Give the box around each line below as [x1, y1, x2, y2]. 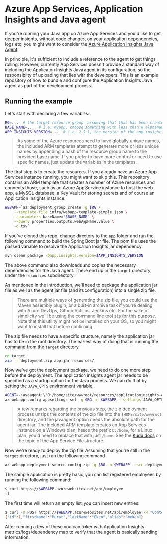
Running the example [5, 97, 73, 106]
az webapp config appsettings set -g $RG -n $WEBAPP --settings [5, 397, 141, 402]
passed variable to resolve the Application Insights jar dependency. [5, 243, 143, 249]
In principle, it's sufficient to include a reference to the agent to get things [5, 56, 156, 62]
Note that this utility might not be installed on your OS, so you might [17, 318, 156, 324]
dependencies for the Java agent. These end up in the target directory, [5, 267, 152, 273]
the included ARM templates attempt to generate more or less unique [17, 143, 159, 149]
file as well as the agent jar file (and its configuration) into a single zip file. [5, 287, 156, 293]
